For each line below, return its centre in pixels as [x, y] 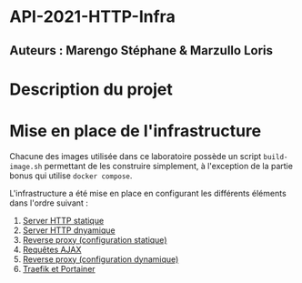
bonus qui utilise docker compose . [71, 176]
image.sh [26, 167]
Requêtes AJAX [52, 249]
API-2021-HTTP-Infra [92, 17]
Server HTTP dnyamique [69, 230]
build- [276, 157]
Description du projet [91, 89]
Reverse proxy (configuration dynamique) [101, 259]
